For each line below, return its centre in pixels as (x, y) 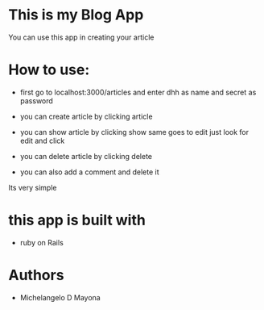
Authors (36, 275)
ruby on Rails (42, 242)
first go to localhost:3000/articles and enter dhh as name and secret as (138, 92)
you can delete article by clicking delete (86, 156)
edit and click (42, 140)
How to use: (49, 70)
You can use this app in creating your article (81, 37)
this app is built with (77, 220)
